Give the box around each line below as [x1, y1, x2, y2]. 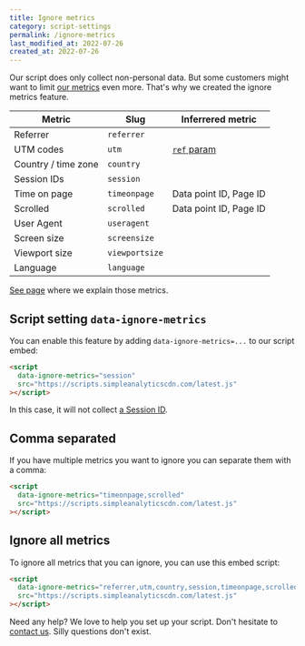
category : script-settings [9, 22, 112, 31]
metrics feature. [9, 92, 70, 103]
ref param [172, 143, 216, 156]
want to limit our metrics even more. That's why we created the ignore [9, 82, 272, 93]
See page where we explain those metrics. [9, 285, 169, 296]
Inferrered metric [181, 113, 257, 126]
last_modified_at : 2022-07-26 [9, 38, 124, 48]
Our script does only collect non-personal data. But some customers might [9, 72, 289, 83]
